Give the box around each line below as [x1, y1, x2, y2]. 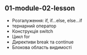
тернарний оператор [11, 23, 56, 29]
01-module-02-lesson [4, 4, 75, 13]
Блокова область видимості [11, 44, 72, 50]
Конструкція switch [11, 28, 53, 34]
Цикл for [11, 33, 30, 39]
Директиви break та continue [11, 39, 74, 45]
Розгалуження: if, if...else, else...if [11, 17, 82, 23]
